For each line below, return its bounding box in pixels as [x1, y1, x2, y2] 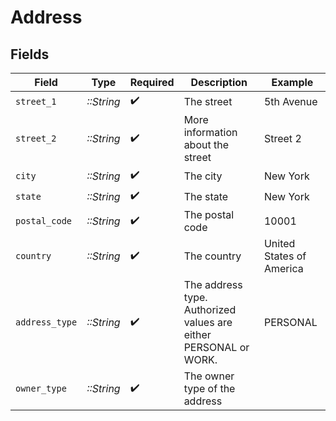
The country [183, 249, 242, 263]
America [263, 262, 304, 275]
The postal [183, 208, 235, 221]
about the [183, 138, 230, 151]
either [183, 328, 212, 341]
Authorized [183, 303, 237, 316]
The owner [183, 369, 235, 383]
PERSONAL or [183, 341, 250, 354]
